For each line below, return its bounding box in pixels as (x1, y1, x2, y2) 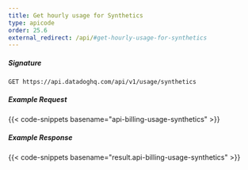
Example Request (8, 94, 67, 104)
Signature (8, 58, 42, 67)
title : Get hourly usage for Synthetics (8, 11, 144, 20)
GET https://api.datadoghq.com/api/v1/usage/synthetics (8, 78, 196, 86)
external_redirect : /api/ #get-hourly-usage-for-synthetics (8, 33, 208, 42)
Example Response (8, 132, 73, 142)
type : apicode (8, 19, 55, 27)
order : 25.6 (8, 26, 48, 34)
